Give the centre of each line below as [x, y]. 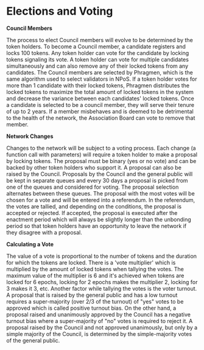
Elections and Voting [60, 11]
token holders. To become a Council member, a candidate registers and [96, 46]
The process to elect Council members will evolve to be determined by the [100, 40]
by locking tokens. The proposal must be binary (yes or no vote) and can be [101, 161]
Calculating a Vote [30, 244]
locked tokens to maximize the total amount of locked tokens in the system [100, 92]
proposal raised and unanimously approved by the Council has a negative [98, 314]
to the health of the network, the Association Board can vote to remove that [101, 118]
